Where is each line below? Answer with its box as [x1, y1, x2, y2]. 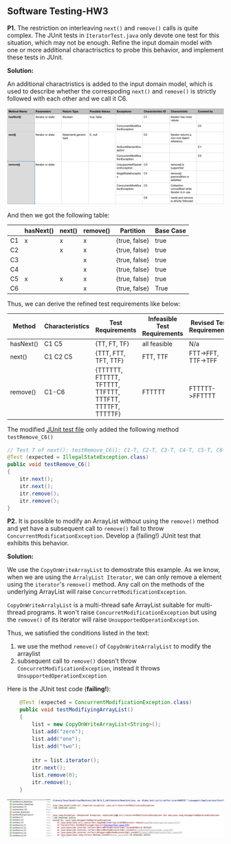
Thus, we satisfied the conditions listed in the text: [7, 629, 150, 637]
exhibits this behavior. [7, 539, 69, 547]
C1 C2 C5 [44, 352, 73, 361]
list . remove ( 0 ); [32, 772, 78, 779]
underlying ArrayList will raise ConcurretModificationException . [7, 588, 187, 596]
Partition [120, 226, 146, 235]
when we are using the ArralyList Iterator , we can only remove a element [7, 573, 222, 581]
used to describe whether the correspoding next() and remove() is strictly [7, 87, 217, 95]
